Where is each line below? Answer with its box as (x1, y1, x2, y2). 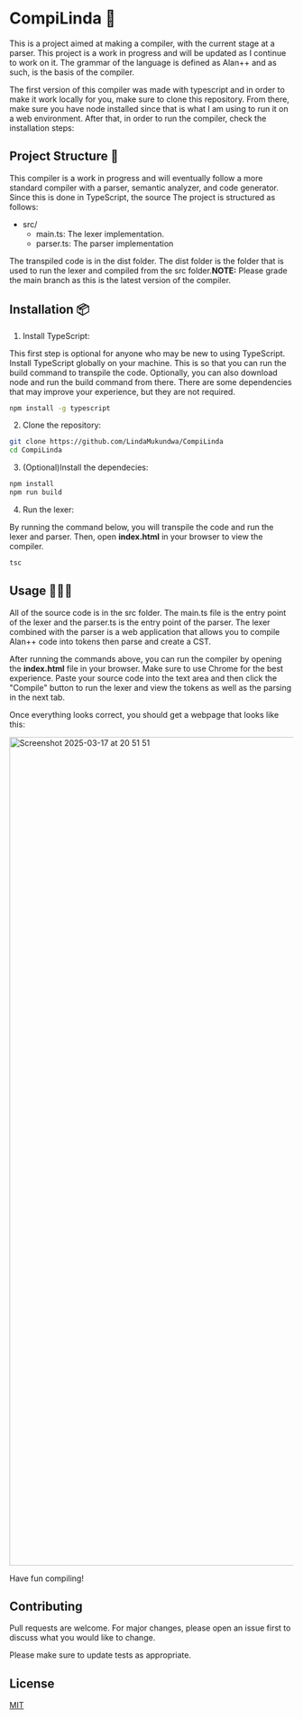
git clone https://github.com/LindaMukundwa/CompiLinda (9, 437, 224, 446)
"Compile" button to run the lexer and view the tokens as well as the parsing (9, 682, 292, 693)
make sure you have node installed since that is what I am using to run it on (9, 103, 289, 114)
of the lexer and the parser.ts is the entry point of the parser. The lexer (9, 617, 271, 628)
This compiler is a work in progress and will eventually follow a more (9, 172, 263, 183)
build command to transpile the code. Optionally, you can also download (9, 367, 278, 378)
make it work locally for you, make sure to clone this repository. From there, (9, 94, 290, 105)
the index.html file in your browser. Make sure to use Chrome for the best (9, 663, 284, 674)
